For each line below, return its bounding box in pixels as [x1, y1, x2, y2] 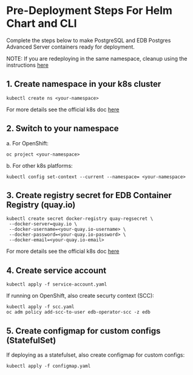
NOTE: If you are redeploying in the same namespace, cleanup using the [6, 55, 188, 62]
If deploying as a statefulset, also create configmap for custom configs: [6, 351, 185, 359]
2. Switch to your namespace [6, 123, 120, 134]
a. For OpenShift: [6, 139, 49, 146]
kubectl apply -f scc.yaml [6, 304, 75, 310]
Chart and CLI [6, 16, 77, 30]
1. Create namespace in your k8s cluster [6, 79, 161, 89]
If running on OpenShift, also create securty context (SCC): [6, 292, 155, 300]
